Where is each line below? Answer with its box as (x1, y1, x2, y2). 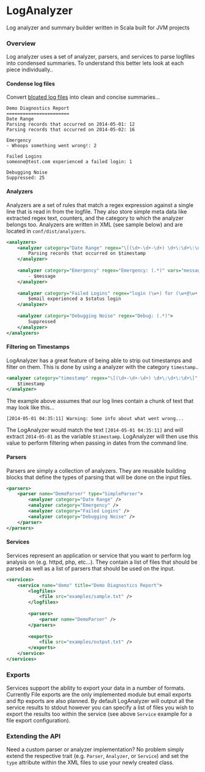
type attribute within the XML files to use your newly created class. (6, 759, 174, 767)
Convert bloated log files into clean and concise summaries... (6, 93, 160, 101)
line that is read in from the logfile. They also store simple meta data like (6, 208, 187, 215)
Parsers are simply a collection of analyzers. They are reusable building (6, 467, 186, 474)
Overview (6, 39, 36, 48)
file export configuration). (6, 717, 71, 724)
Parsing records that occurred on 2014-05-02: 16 (6, 126, 135, 133)
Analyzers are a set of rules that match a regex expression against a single (6, 201, 194, 208)
